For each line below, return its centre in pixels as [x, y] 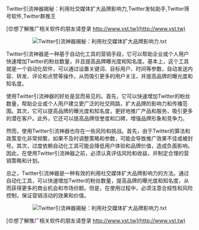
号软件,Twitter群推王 [31, 16]
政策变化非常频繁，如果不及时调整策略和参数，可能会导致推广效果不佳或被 [97, 138]
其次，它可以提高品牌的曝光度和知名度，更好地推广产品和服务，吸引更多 [105, 111]
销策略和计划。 [24, 161]
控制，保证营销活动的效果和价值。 [48, 195]
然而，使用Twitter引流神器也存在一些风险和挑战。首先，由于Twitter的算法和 [98, 131]
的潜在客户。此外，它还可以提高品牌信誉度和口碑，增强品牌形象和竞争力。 [97, 118]
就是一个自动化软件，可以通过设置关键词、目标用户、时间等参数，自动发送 [97, 69]
